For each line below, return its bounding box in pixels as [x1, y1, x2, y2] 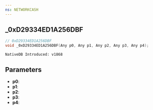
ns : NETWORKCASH [5, 7, 38, 12]
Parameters [5, 65, 42, 74]
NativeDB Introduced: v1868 [5, 52, 63, 57]
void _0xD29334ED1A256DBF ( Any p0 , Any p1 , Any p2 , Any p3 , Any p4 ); [5, 43, 149, 48]
